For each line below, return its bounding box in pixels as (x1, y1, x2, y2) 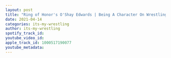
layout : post (5, 7, 33, 13)
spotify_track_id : (5, 31, 44, 36)
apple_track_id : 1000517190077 (5, 40, 72, 45)
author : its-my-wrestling (5, 26, 60, 31)
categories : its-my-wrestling (5, 21, 70, 27)
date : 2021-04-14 (5, 17, 42, 22)
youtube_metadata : (5, 45, 44, 50)
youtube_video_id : (5, 36, 44, 41)
